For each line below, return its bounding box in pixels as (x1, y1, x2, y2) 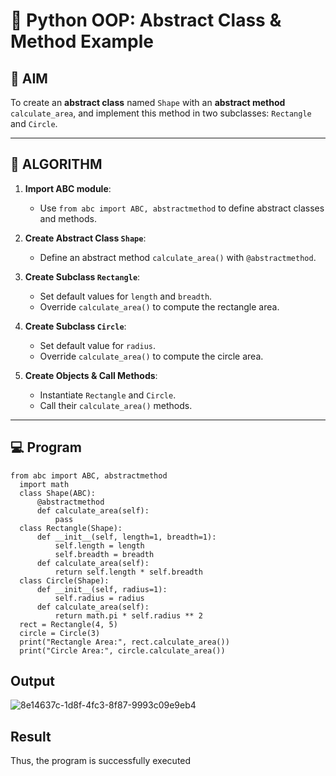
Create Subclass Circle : (24, 320, 127, 332)
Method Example (10, 30, 154, 53)
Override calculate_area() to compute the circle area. (39, 350, 264, 362)
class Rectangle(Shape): (19, 523, 123, 533)
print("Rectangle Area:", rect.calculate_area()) (19, 637, 230, 647)
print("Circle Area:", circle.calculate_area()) (19, 645, 226, 656)
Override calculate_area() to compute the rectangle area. (39, 300, 280, 313)
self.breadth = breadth (54, 549, 155, 559)
